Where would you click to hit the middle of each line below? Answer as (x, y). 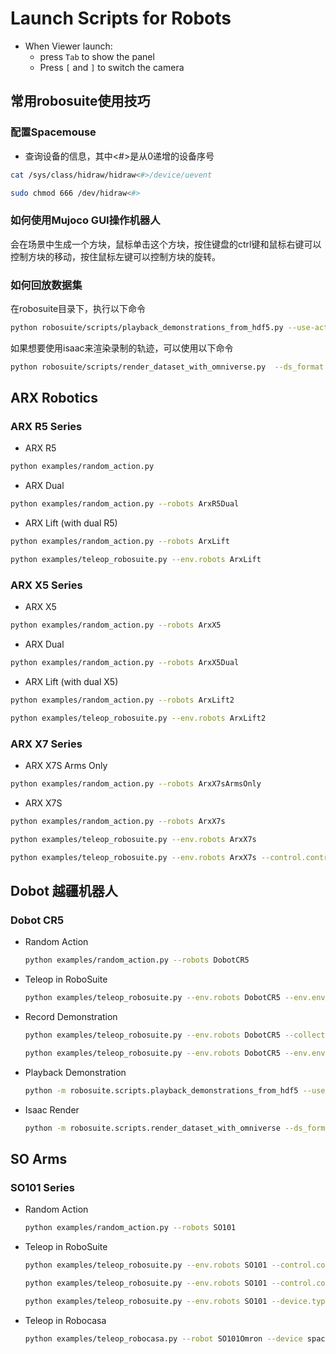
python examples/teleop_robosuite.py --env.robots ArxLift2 (138, 718)
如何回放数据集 (46, 285)
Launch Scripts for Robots (121, 18)
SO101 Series (42, 1187)
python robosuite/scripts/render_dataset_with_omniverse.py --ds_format (167, 367)
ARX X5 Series (46, 585)
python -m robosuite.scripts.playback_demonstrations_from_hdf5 (161, 1090)
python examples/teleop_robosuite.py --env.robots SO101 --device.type (177, 1301)
